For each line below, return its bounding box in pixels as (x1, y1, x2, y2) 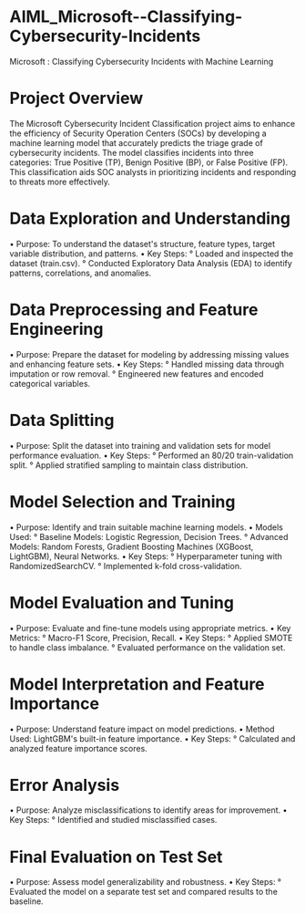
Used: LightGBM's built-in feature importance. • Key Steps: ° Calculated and (9, 732, 296, 744)
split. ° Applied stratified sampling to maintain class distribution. (9, 459, 249, 471)
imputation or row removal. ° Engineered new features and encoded (9, 368, 264, 379)
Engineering (9, 319, 104, 339)
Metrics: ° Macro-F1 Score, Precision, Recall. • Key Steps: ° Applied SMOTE (9, 632, 293, 643)
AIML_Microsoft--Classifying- (9, 6, 243, 27)
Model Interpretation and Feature (9, 673, 266, 694)
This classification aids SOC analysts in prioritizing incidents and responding (9, 166, 297, 177)
